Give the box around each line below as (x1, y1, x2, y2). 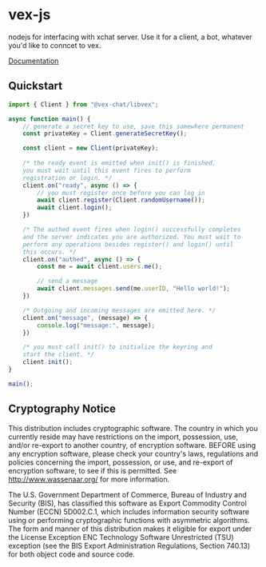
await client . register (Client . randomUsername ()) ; (37, 196, 205, 205)
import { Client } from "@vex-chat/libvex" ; (8, 100, 159, 109)
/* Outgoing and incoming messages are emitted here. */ (22, 306, 216, 314)
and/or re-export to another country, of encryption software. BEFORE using (8, 440, 256, 449)
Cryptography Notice (8, 402, 117, 416)
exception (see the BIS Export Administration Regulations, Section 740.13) (8, 541, 250, 550)
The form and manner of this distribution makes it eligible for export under (8, 524, 252, 533)
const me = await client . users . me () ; (37, 262, 162, 271)
